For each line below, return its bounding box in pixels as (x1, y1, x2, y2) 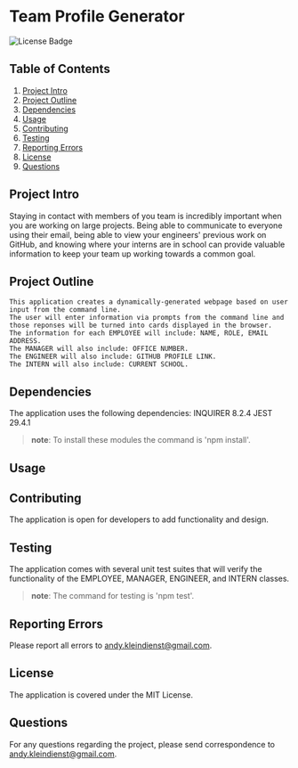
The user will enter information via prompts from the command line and (9, 314, 285, 323)
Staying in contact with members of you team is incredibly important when (9, 210, 282, 221)
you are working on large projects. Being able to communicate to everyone (9, 220, 283, 231)
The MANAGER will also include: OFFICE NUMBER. (9, 345, 189, 354)
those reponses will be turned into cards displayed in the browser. (9, 321, 273, 331)
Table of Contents (9, 61, 111, 77)
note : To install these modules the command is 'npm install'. (30, 435, 251, 445)
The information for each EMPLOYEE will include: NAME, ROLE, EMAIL (9, 329, 269, 338)
